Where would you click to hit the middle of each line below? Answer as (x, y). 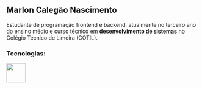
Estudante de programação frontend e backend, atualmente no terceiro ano (101, 24)
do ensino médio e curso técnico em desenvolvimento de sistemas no (96, 31)
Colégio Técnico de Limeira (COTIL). (52, 37)
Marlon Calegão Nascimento (62, 10)
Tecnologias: (26, 53)
